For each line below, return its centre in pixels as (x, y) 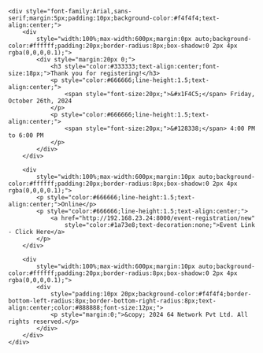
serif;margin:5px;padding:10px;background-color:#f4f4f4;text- (114, 18)
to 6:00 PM (26, 136)
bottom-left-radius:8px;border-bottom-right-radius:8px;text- (112, 301)
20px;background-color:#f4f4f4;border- (186, 294)
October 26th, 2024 (40, 101)
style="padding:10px (84, 294)
